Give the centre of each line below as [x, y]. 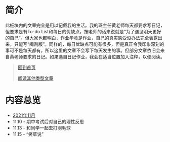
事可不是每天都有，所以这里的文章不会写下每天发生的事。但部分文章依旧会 [83, 50]
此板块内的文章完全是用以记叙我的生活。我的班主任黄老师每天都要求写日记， [85, 25]
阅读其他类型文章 [35, 78]
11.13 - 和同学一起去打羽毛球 [41, 128]
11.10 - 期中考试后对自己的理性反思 [48, 121]
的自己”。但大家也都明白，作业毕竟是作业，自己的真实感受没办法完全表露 [82, 38]
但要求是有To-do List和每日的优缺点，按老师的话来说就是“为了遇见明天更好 [83, 31]
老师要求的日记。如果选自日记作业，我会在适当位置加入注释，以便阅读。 [89, 56]
